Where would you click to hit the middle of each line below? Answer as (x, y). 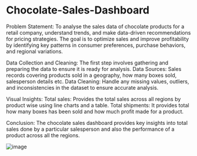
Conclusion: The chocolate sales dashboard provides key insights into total (97, 123)
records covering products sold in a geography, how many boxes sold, (91, 75)
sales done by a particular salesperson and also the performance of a (90, 129)
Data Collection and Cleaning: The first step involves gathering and (87, 63)
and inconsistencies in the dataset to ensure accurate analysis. (82, 87)
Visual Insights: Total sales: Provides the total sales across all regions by (94, 99)
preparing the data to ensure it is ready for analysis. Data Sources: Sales (94, 69)
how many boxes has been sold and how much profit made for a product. (95, 111)
